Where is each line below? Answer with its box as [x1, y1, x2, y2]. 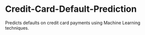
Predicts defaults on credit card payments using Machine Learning [5, 20, 141, 26]
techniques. [5, 25, 29, 31]
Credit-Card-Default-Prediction [5, 3, 137, 15]
